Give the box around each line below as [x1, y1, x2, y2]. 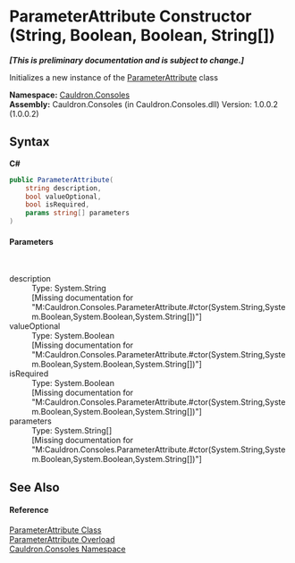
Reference [9, 505, 49, 516]
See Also [9, 480, 60, 495]
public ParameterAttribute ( [9, 175, 114, 184]
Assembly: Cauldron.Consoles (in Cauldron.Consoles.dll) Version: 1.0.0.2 [9, 98, 279, 109]
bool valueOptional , [25, 192, 102, 201]
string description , [25, 183, 102, 193]
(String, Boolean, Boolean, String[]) [9, 25, 275, 46]
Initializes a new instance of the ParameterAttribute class [9, 71, 219, 82]
